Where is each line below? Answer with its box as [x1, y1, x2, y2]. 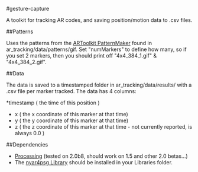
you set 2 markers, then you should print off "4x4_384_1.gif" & [6, 52, 157, 59]
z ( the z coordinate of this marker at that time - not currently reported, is [14, 123, 193, 130]
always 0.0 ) [14, 130, 45, 136]
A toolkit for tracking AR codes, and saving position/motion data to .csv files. [6, 17, 193, 23]
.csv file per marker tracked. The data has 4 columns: [6, 88, 137, 94]
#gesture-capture [6, 5, 50, 12]
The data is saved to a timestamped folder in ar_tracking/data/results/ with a [6, 81, 192, 88]
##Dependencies [6, 141, 48, 148]
